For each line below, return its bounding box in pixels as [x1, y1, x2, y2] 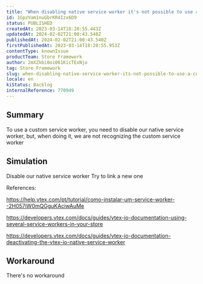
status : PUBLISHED [6, 20, 53, 26]
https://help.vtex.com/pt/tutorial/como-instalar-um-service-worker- [6, 196, 175, 203]
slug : [6, 71, 20, 77]
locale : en [6, 76, 34, 82]
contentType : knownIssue [6, 48, 69, 54]
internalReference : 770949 [6, 88, 74, 94]
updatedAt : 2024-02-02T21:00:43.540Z [6, 31, 101, 37]
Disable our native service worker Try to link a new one [6, 172, 143, 179]
